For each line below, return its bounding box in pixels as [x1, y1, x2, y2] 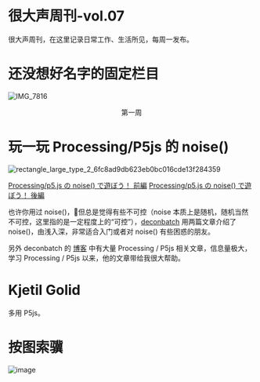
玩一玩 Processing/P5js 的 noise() [8, 138, 229, 156]
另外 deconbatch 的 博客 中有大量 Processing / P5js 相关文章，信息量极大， [8, 243, 252, 253]
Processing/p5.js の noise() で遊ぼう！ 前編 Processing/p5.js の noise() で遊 [8, 180, 252, 190]
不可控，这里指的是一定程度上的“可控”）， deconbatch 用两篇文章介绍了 [8, 216, 237, 226]
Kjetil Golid [8, 282, 81, 299]
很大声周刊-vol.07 [8, 7, 125, 25]
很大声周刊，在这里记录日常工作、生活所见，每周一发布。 [8, 35, 193, 44]
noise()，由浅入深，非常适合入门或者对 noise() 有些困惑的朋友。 [8, 227, 215, 236]
